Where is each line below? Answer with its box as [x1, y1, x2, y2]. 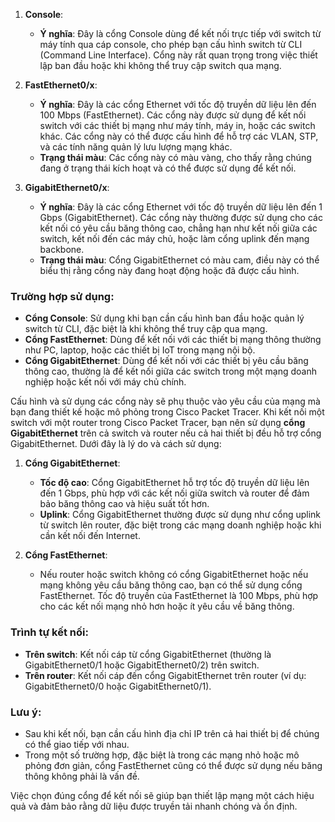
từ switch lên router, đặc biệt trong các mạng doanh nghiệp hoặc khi [39, 519, 322, 531]
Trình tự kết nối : [10, 625, 89, 639]
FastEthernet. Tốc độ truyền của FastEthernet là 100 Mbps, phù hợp [39, 590, 319, 602]
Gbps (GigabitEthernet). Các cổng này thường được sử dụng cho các [39, 212, 323, 223]
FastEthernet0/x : [24, 79, 98, 91]
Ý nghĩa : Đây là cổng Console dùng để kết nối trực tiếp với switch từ [39, 28, 322, 39]
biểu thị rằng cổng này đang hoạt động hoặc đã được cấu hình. [39, 265, 300, 276]
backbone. [39, 244, 85, 255]
